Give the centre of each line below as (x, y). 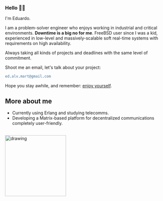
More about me (28, 101)
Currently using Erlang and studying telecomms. (60, 113)
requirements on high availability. (38, 43)
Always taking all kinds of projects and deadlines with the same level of (77, 53)
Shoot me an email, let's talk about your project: (53, 67)
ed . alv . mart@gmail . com (28, 77)
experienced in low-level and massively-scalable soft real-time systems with (82, 38)
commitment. (18, 58)
